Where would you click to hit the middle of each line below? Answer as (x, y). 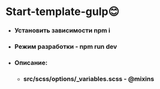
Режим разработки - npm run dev (66, 47)
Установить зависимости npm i (62, 31)
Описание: (31, 63)
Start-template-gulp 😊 (62, 12)
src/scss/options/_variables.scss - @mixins (89, 79)
